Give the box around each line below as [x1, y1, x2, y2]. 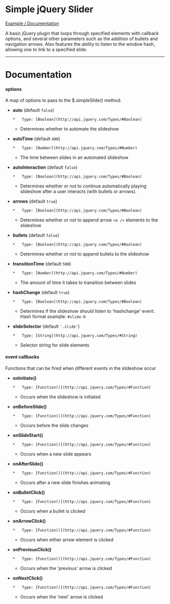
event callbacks [5, 354, 39, 360]
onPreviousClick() [12, 546, 52, 552]
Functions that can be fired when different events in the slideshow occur [5, 365, 156, 371]
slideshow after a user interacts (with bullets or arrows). [20, 188, 137, 195]
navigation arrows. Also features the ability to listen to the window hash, [5, 41, 155, 47]
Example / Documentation [5, 20, 59, 26]
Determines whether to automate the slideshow [20, 126, 119, 132]
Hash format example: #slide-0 [20, 313, 86, 320]
